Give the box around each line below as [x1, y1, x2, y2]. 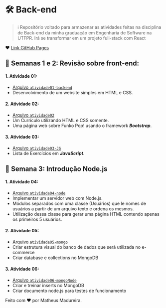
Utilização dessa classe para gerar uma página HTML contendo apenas [12, 211, 160, 217]
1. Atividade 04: [5, 178, 38, 184]
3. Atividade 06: [5, 266, 39, 272]
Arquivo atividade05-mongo [12, 239, 68, 245]
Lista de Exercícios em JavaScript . [12, 150, 85, 156]
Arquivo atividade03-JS [12, 145, 61, 151]
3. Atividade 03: [5, 134, 39, 140]
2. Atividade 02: [5, 101, 39, 107]
